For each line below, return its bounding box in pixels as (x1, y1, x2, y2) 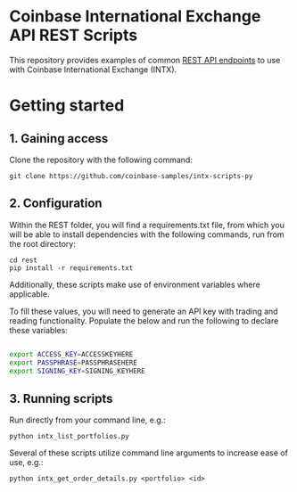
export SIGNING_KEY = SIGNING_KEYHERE (9, 366, 145, 375)
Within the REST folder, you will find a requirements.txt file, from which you (9, 219, 285, 230)
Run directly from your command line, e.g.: (9, 414, 167, 425)
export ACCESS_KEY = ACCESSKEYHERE (9, 349, 134, 358)
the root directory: (9, 238, 76, 249)
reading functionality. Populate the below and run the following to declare (9, 315, 279, 326)
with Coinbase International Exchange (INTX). (9, 64, 177, 75)
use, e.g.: (9, 457, 44, 468)
